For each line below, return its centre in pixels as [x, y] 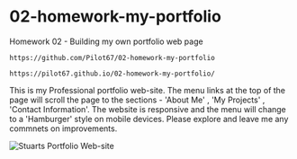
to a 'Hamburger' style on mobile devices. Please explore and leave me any [149, 119]
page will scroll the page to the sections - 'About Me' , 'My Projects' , [137, 100]
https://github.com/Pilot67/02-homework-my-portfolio [112, 57]
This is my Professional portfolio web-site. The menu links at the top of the [148, 90]
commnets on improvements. [63, 128]
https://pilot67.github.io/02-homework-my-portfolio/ [112, 74]
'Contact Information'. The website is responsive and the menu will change [148, 109]
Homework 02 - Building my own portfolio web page [107, 41]
